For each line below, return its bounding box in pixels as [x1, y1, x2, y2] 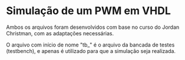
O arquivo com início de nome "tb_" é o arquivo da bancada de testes [6, 41, 175, 48]
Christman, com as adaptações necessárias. [6, 29, 114, 36]
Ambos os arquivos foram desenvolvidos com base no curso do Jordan [6, 24, 180, 31]
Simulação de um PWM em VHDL [6, 4, 171, 18]
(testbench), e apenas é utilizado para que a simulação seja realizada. [6, 47, 176, 54]
